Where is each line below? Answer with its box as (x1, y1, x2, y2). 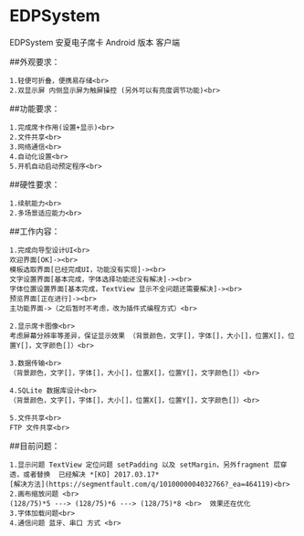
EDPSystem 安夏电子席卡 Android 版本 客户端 (9, 37, 181, 47)
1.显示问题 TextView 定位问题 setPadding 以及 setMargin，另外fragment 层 (9, 460, 281, 469)
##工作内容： (9, 226, 60, 236)
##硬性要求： (9, 179, 60, 190)
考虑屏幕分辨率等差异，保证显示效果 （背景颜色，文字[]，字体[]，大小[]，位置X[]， (9, 331, 288, 341)
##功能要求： (9, 102, 60, 114)
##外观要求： (9, 56, 60, 67)
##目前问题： (9, 440, 60, 451)
